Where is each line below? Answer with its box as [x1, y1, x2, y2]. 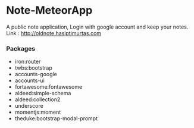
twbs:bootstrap [14, 64, 52, 71]
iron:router [14, 58, 41, 65]
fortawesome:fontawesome [14, 83, 83, 90]
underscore [14, 102, 43, 110]
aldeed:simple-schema [14, 90, 71, 97]
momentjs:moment [14, 108, 61, 116]
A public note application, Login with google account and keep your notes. [6, 23, 189, 30]
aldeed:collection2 [14, 96, 61, 103]
